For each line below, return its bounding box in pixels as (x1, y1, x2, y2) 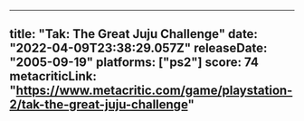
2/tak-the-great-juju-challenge (9, 97, 188, 113)
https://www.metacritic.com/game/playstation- (15, 83, 293, 98)
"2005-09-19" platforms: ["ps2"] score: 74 (9, 55, 260, 70)
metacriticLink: (9, 69, 97, 84)
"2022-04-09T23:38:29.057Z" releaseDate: (9, 41, 268, 56)
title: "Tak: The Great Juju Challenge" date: (9, 26, 258, 42)
